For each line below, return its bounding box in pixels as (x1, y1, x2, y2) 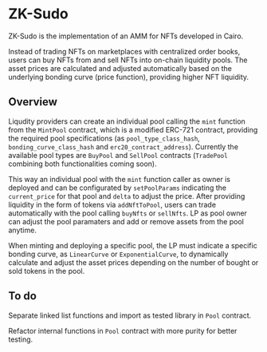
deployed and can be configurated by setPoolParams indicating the (8, 183, 227, 192)
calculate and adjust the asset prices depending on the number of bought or (8, 257, 259, 267)
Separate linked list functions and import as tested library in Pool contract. (8, 310, 252, 320)
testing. (8, 334, 33, 344)
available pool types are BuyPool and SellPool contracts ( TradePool (8, 150, 229, 160)
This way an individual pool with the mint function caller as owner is (8, 174, 231, 184)
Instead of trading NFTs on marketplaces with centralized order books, (8, 46, 241, 56)
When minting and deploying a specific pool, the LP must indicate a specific (8, 240, 257, 250)
